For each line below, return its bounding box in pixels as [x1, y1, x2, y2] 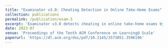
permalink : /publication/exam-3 [5, 16, 72, 21]
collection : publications [5, 12, 59, 17]
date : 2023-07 [5, 26, 35, 31]
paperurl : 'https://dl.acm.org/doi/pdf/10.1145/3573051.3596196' [5, 35, 144, 40]
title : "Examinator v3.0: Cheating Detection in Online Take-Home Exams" [5, 7, 162, 12]
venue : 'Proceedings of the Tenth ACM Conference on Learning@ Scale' [5, 30, 155, 35]
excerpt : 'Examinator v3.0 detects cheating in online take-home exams [5, 21, 157, 26]
